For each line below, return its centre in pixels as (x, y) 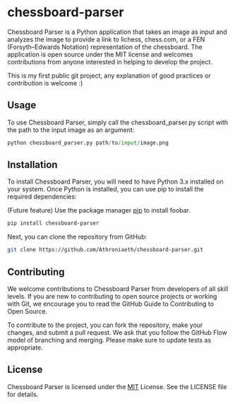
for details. (23, 394)
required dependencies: (42, 197)
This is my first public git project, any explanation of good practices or (109, 76)
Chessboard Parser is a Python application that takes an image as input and (117, 32)
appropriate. (25, 347)
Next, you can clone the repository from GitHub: (77, 237)
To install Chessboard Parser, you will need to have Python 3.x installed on (115, 182)
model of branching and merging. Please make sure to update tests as (109, 340)
